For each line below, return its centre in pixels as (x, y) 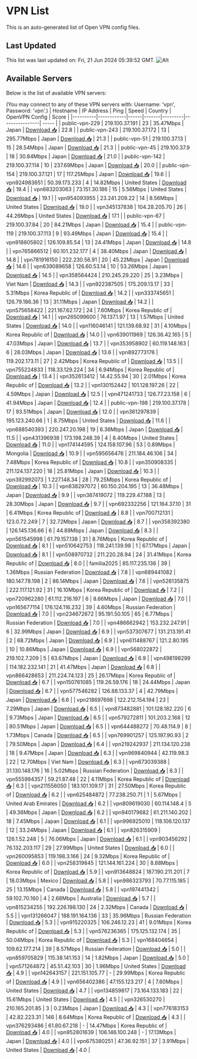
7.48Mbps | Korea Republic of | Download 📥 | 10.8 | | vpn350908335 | (91, 462)
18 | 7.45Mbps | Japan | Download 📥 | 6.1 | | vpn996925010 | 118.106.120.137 (98, 821)
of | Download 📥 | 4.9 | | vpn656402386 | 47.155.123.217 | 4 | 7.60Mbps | (94, 982)
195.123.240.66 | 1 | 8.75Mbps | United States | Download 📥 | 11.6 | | (88, 420)
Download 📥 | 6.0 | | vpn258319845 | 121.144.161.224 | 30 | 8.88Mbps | (92, 862)
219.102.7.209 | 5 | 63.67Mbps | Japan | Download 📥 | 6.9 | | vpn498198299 (98, 658)
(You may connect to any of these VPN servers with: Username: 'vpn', (91, 104)
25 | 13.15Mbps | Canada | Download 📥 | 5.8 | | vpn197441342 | (83, 889)
